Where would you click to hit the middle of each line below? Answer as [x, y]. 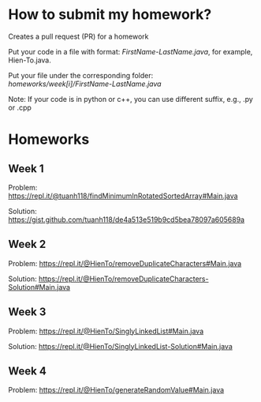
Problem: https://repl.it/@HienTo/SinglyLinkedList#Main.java [106, 331]
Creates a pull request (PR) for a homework [78, 36]
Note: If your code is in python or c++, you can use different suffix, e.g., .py [131, 99]
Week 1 [26, 169]
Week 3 [27, 312]
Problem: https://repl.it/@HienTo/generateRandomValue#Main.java [116, 390]
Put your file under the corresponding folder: [81, 75]
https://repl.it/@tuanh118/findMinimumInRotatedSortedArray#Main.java [123, 196]
